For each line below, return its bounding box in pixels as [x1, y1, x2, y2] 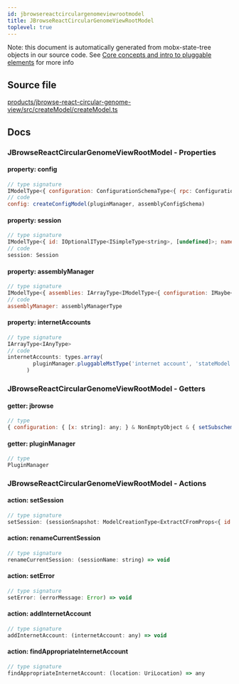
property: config [7, 165, 58, 174]
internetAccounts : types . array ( [7, 354, 103, 361]
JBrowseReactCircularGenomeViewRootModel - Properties [7, 147, 217, 157]
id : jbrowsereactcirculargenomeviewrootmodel [7, 10, 144, 18]
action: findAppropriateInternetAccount [7, 647, 129, 656]
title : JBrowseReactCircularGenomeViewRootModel [7, 17, 154, 24]
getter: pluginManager [7, 439, 76, 448]
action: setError [7, 572, 55, 580]
